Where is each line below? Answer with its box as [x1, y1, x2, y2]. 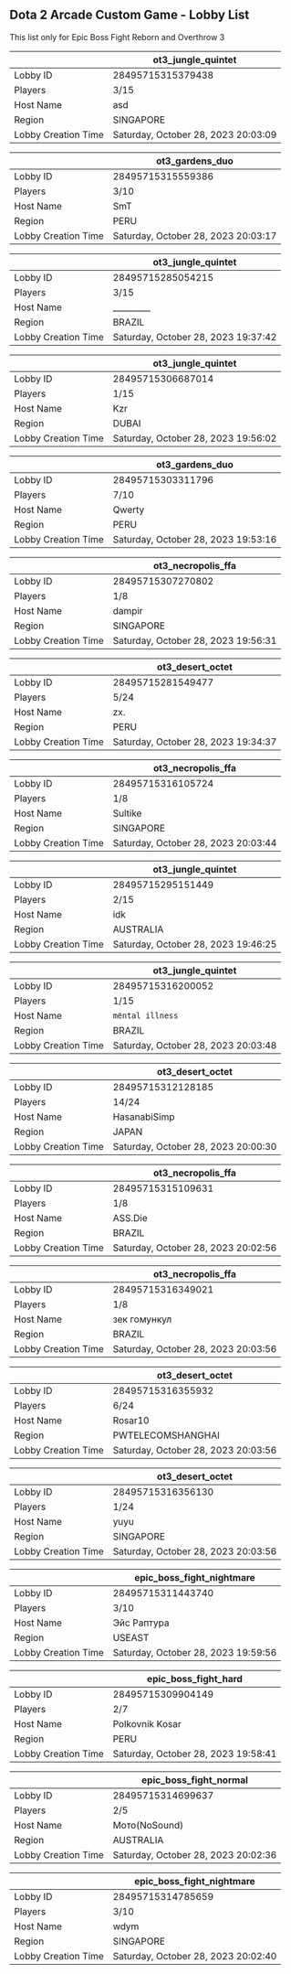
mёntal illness [112, 1010, 179, 1021]
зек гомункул [112, 1313, 172, 1325]
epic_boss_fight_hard [147, 1672, 244, 1685]
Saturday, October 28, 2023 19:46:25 [112, 938, 277, 950]
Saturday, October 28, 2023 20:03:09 [112, 128, 277, 141]
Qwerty [112, 503, 145, 516]
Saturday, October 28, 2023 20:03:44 [112, 836, 277, 849]
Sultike [112, 807, 142, 820]
